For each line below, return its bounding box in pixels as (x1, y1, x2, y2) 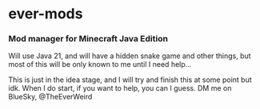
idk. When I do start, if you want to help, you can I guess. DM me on (8, 84, 232, 93)
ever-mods (8, 5, 83, 23)
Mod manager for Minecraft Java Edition (8, 33, 168, 45)
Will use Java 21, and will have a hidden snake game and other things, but (8, 51, 251, 60)
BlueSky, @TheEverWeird (8, 92, 93, 102)
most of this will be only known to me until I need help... (8, 60, 192, 69)
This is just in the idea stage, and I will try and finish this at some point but (8, 75, 252, 84)
